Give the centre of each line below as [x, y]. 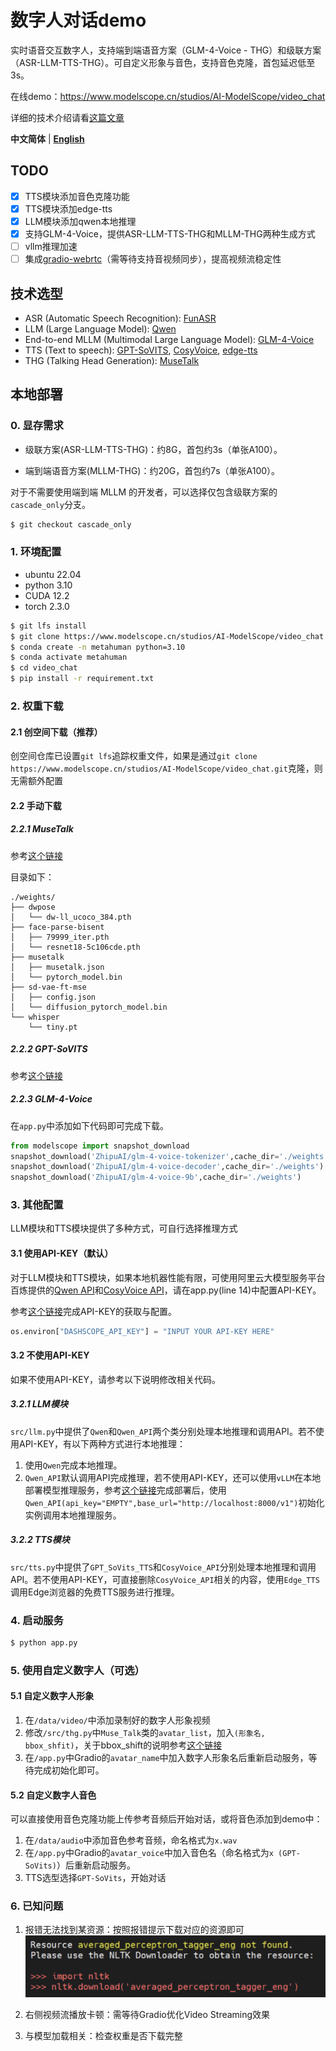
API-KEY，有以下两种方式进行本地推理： [102, 1443]
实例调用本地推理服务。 [73, 1515]
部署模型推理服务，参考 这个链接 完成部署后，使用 [125, 1490]
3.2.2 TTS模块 [40, 1540]
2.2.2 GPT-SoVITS [49, 1049]
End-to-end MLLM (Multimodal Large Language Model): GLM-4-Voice [169, 339]
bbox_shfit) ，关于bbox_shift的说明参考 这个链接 [123, 1745]
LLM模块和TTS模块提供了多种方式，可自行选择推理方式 [124, 1228]
